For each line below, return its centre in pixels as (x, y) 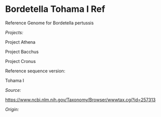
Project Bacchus (22, 52)
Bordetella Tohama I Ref (55, 9)
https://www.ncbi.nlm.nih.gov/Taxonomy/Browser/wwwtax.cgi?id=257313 (80, 100)
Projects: (14, 32)
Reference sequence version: (35, 71)
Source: (13, 90)
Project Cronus (21, 61)
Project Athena (20, 42)
